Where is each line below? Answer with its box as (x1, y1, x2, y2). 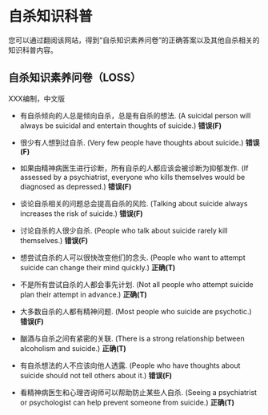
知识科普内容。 (8, 45, 58, 54)
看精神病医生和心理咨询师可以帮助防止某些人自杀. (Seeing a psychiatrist (19, 387, 258, 397)
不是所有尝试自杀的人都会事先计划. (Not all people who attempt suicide (19, 279, 254, 289)
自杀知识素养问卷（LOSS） (8, 71, 142, 85)
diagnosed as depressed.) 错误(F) (19, 182, 132, 191)
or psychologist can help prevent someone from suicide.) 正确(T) (19, 397, 234, 407)
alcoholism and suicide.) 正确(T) (19, 343, 126, 353)
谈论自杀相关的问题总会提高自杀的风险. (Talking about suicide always (19, 198, 248, 208)
